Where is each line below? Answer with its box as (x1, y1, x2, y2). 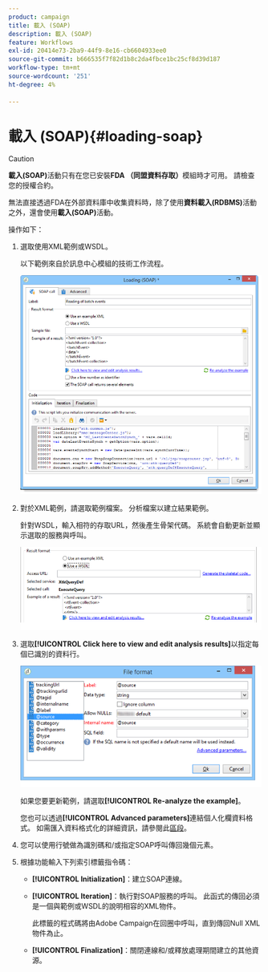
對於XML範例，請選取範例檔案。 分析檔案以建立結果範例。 (19, 504, 213, 513)
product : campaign (8, 13, 70, 21)
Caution (8, 154, 35, 164)
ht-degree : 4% (8, 80, 56, 88)
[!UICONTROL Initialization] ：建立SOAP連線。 (31, 874, 187, 884)
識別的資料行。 (34, 649, 84, 658)
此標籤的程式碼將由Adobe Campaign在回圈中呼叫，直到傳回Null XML (31, 918, 261, 928)
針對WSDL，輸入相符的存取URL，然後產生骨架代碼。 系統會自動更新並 (19, 520, 254, 530)
